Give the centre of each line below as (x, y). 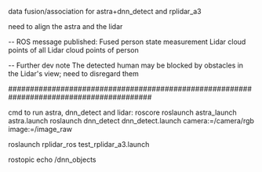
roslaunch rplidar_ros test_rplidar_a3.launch (79, 144)
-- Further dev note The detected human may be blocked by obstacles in (126, 65)
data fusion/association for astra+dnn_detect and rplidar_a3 (105, 11)
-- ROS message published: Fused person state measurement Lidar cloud (127, 42)
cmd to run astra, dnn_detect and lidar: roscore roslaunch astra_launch (122, 112)
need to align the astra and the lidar (65, 26)
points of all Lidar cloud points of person (73, 50)
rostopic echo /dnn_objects (52, 159)
